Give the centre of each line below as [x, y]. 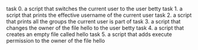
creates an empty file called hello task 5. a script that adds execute [89, 34]
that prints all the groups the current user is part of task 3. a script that [94, 21]
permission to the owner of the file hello [56, 41]
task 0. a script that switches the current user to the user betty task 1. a [94, 9]
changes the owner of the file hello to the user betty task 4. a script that [95, 28]
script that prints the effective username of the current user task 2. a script [99, 15]
